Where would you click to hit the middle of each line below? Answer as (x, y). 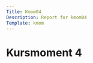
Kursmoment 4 (44, 52)
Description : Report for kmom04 (46, 17)
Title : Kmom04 (24, 12)
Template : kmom (25, 23)
